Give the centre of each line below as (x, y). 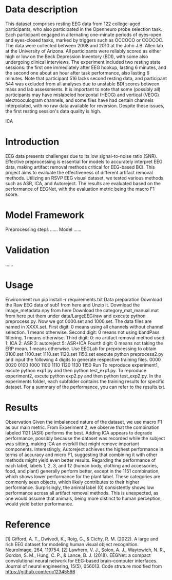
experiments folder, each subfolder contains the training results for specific (85, 381)
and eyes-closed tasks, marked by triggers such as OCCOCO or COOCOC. (84, 40)
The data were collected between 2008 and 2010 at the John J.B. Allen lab (84, 45)
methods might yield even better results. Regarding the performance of (81, 460)
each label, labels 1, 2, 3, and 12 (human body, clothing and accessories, (82, 465)
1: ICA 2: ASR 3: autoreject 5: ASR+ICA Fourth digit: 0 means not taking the (84, 343)
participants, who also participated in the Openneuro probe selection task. (84, 29)
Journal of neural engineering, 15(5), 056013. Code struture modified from (84, 566)
